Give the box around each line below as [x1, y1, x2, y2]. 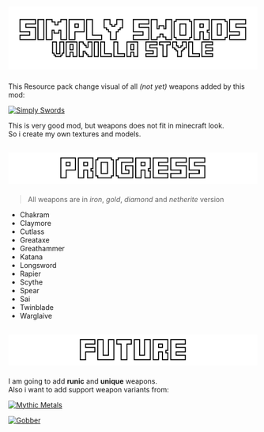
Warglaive [19, 311, 53, 320]
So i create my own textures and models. [8, 129, 141, 139]
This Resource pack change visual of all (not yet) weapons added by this [8, 82, 245, 91]
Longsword [19, 260, 57, 270]
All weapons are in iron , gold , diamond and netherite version [27, 194, 224, 204]
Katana [19, 252, 43, 262]
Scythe [19, 277, 43, 287]
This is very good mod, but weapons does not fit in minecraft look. [8, 120, 224, 130]
